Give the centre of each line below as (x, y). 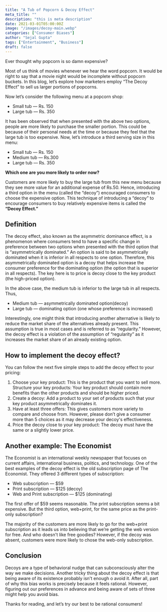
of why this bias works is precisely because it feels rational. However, (77, 584)
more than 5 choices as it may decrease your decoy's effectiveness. (83, 420)
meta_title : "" (21, 14)
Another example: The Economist (58, 446)
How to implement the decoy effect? (63, 355)
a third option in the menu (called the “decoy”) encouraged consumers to (80, 192)
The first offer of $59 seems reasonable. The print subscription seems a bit (83, 504)
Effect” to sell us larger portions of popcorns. (52, 87)
